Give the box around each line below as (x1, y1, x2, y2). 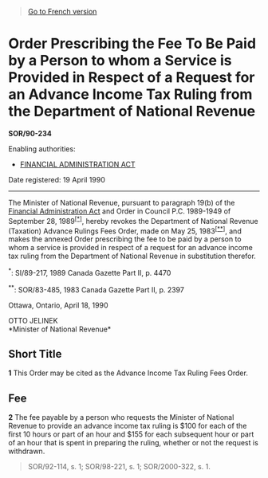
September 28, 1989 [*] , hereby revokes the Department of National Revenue (8, 214, 258, 225)
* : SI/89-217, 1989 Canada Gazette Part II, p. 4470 (8, 267, 171, 277)
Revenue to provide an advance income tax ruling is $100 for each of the (8, 421, 247, 431)
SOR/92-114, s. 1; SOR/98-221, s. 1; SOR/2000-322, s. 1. (27, 462, 211, 472)
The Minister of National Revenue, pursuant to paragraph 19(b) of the (8, 198, 235, 207)
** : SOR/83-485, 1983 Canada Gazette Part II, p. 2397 (8, 283, 185, 294)
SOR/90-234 (8, 128, 52, 138)
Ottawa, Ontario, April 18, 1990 (8, 300, 108, 310)
